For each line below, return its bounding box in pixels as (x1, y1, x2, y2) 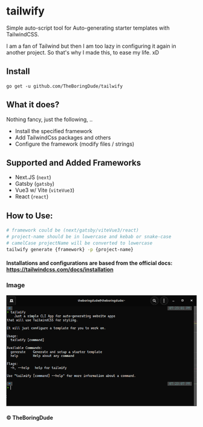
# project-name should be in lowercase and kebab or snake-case (6, 234, 172, 240)
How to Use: (6, 210, 53, 221)
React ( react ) (14, 193, 49, 200)
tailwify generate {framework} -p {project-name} (6, 246, 134, 252)
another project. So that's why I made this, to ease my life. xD (6, 48, 159, 56)
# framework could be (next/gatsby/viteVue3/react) (6, 227, 139, 233)
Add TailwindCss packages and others (14, 134, 111, 141)
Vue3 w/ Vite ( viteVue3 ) (14, 186, 75, 194)
